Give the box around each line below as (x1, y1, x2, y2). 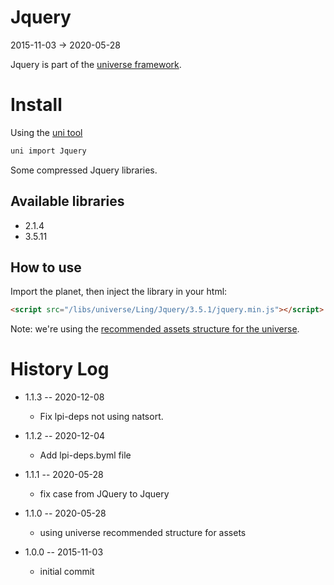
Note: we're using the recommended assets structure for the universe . (10, 323, 300, 335)
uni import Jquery (10, 146, 87, 156)
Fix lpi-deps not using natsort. (39, 411, 164, 423)
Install (10, 94, 63, 116)
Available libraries (10, 193, 125, 210)
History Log (10, 358, 110, 381)
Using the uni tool (10, 126, 83, 138)
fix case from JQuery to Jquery (39, 488, 170, 500)
